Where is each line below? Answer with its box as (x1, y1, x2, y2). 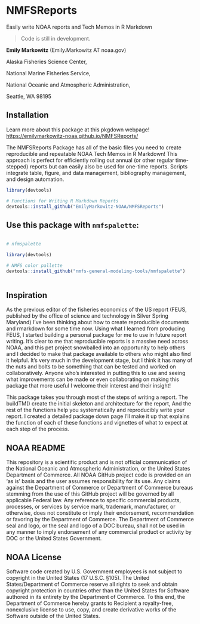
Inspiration (6, 290, 48, 300)
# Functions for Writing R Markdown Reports (6, 198, 119, 204)
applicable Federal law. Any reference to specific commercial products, (6, 497, 181, 504)
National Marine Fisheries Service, (6, 69, 91, 76)
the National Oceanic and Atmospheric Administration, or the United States (6, 465, 190, 472)
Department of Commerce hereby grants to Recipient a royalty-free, (6, 600, 174, 607)
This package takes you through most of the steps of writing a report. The (6, 394, 188, 401)
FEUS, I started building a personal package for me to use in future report (6, 331, 187, 339)
